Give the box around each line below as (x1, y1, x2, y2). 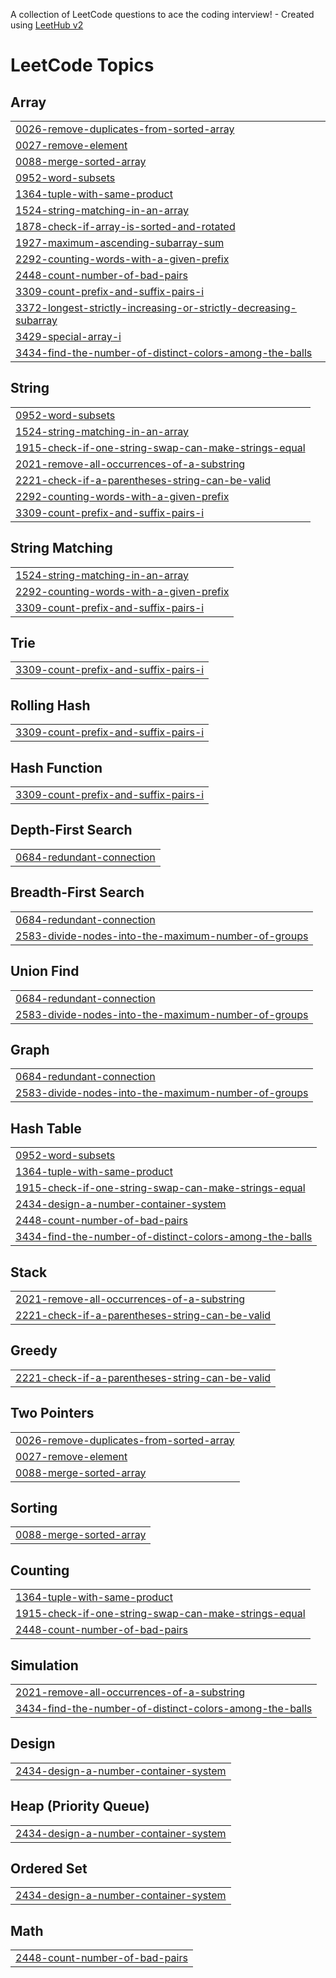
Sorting (10, 1499, 58, 1516)
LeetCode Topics (10, 54, 155, 77)
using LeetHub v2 (10, 19, 84, 31)
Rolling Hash (10, 697, 91, 714)
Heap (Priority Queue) (10, 1798, 150, 1815)
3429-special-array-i (15, 330, 122, 343)
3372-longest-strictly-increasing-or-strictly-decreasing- (15, 301, 297, 314)
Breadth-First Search (10, 884, 145, 901)
